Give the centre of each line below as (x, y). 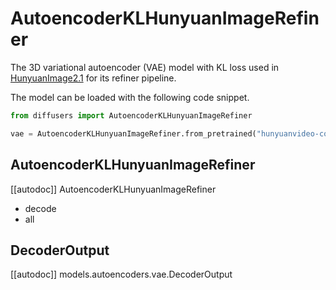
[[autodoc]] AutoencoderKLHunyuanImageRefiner (113, 189)
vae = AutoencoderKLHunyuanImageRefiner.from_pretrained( (133, 133)
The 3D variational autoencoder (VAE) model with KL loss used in (145, 67)
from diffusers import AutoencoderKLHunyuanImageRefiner (131, 115)
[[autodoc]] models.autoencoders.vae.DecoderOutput (121, 274)
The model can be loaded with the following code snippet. (130, 97)
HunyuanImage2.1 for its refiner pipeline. (93, 78)
